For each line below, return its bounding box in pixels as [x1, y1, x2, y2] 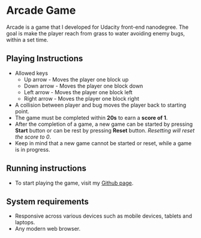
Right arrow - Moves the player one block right [23, 95, 140, 102]
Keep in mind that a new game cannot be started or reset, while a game [14, 139, 192, 147]
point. [14, 107, 30, 115]
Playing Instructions [6, 53, 83, 64]
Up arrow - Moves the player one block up [23, 76, 129, 83]
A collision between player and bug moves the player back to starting [14, 101, 187, 109]
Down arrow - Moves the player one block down [23, 82, 143, 89]
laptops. [14, 219, 35, 226]
